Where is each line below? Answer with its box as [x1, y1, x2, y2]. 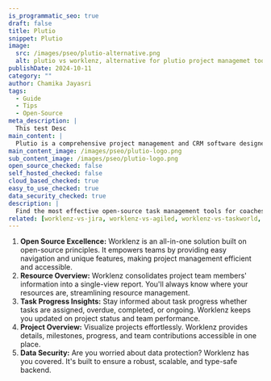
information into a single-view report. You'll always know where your [19, 279, 248, 289]
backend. [19, 365, 52, 375]
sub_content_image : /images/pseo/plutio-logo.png [8, 154, 179, 162]
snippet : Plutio [8, 34, 63, 43]
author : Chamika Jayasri [8, 79, 92, 87]
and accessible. [19, 262, 73, 272]
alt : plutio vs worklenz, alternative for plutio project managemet [15, 57, 251, 65]
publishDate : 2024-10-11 [8, 65, 92, 73]
